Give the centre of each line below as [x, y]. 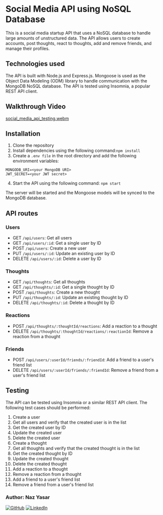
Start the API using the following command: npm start [67, 183]
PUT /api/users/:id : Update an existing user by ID [64, 254]
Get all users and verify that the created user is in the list [69, 422]
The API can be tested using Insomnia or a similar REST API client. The [77, 402]
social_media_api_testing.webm [37, 118]
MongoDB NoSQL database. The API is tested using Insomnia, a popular [78, 86]
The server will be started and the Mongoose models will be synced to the [80, 193]
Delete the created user [36, 438]
